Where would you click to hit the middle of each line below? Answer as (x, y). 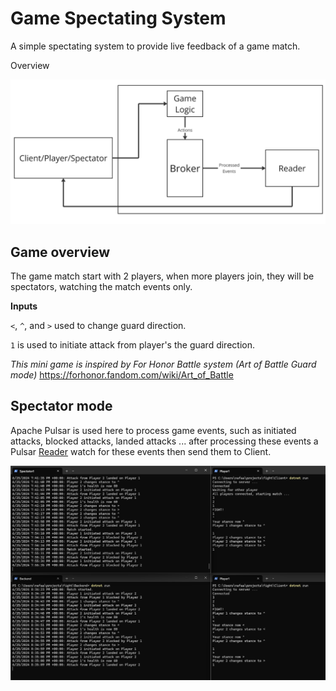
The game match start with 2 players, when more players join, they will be (162, 276)
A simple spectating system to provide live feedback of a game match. (155, 46)
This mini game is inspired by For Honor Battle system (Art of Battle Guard (163, 364)
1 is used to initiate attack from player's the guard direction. (132, 345)
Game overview (60, 252)
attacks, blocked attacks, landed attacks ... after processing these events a (164, 441)
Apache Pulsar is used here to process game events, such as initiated (153, 430)
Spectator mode (61, 406)
